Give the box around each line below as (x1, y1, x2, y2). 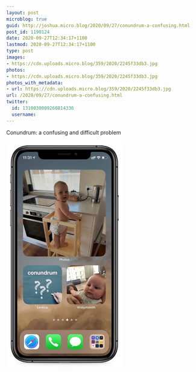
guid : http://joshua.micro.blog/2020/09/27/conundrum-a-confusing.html (6, 22, 190, 28)
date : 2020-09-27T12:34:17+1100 (6, 35, 87, 42)
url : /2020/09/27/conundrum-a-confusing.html (6, 92, 122, 99)
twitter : (6, 99, 28, 105)
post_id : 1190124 (6, 29, 50, 35)
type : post (6, 48, 34, 54)
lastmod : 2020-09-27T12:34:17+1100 (6, 42, 96, 48)
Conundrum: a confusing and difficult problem (6, 128, 121, 136)
